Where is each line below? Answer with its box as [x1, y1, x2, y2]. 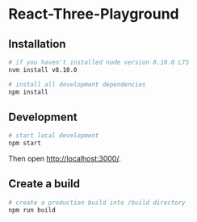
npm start [8, 139, 42, 148]
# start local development [8, 132, 99, 140]
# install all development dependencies [8, 80, 147, 89]
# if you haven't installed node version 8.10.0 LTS [8, 58, 190, 66]
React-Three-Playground [8, 5, 179, 23]
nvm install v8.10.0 [8, 65, 78, 73]
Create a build [8, 177, 81, 191]
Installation [8, 37, 66, 51]
